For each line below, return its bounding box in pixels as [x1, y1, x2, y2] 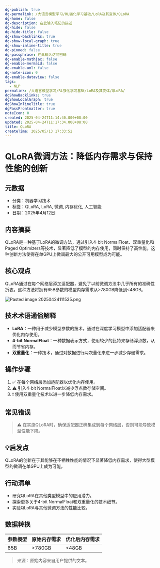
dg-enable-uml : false [5, 66, 49, 71]
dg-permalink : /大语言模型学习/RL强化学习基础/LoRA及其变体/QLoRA [5, 12, 129, 16]
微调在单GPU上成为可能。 [13, 463, 65, 469]
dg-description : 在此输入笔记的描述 [5, 20, 73, 26]
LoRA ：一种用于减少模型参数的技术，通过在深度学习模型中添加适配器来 [12, 325, 155, 331]
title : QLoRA [5, 124, 32, 129]
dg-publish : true [5, 7, 40, 12]
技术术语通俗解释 [5, 312, 56, 320]
